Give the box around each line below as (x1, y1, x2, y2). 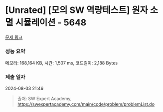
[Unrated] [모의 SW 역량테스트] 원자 (5, 4, 148, 16)
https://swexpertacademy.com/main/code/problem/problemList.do (17, 101, 155, 107)
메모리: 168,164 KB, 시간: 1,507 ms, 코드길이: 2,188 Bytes (5, 60, 118, 66)
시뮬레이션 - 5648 (15, 17, 87, 28)
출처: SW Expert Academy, (17, 95, 72, 102)
